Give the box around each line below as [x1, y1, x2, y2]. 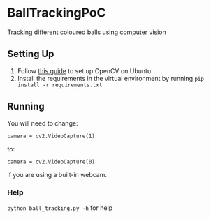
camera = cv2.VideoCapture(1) [7, 133, 96, 139]
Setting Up [7, 48, 54, 60]
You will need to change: [7, 119, 78, 127]
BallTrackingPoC [7, 5, 106, 21]
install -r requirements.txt [17, 82, 103, 89]
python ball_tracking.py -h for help [7, 204, 113, 212]
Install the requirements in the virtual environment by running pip [17, 74, 205, 82]
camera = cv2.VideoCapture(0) [7, 158, 96, 165]
